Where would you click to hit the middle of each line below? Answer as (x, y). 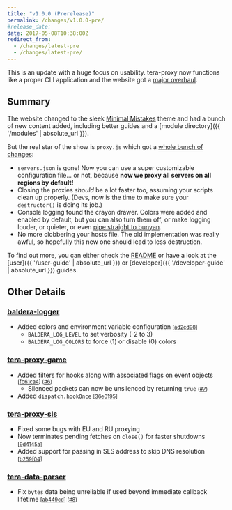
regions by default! (46, 183)
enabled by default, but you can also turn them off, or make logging (114, 219)
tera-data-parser (37, 477)
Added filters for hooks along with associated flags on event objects (115, 375)
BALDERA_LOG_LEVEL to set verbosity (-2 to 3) (90, 334)
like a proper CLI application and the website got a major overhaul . (102, 79)
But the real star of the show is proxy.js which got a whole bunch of (105, 146)
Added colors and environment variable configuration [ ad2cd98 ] (107, 327)
